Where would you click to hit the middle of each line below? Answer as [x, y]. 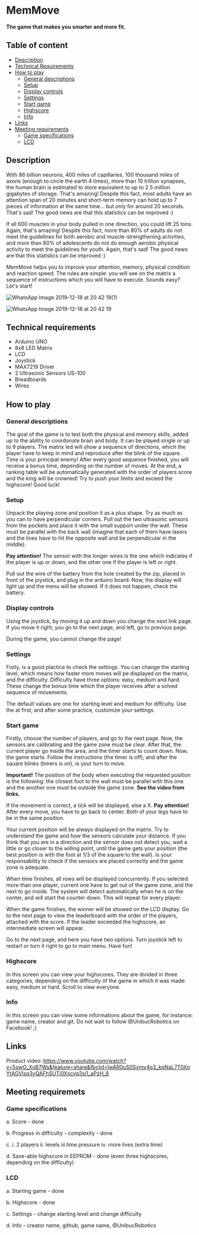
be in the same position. [36, 818]
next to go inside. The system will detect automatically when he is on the [95, 892]
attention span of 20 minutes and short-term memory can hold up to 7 [92, 200]
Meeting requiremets [46, 1092]
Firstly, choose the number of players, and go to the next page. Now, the [94, 739]
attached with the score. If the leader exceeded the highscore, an [86, 922]
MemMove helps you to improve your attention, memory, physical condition [98, 267]
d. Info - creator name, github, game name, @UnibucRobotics [81, 1225]
